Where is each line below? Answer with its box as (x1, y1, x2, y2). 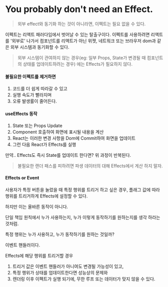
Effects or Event (5, 174, 39, 180)
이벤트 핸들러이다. (5, 242, 41, 248)
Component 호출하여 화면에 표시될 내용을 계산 (12, 129, 104, 135)
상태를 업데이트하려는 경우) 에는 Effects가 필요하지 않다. (23, 61, 133, 67)
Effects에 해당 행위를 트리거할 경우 (5, 252, 74, 258)
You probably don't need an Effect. (5, 4, 153, 15)
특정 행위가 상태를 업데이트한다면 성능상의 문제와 (12, 269, 108, 275)
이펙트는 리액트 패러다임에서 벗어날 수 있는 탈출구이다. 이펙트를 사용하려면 (5, 31, 150, 37)
